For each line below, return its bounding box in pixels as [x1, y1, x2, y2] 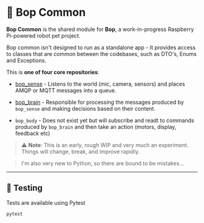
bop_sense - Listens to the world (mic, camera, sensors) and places [15, 80, 185, 87]
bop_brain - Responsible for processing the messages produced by [15, 98, 184, 106]
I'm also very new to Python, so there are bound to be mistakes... [21, 159, 184, 166]
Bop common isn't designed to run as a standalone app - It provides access [6, 44, 196, 51]
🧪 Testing [6, 183, 43, 193]
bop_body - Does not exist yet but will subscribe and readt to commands [15, 117, 194, 124]
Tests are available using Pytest [6, 199, 86, 206]
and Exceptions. [6, 57, 47, 64]
